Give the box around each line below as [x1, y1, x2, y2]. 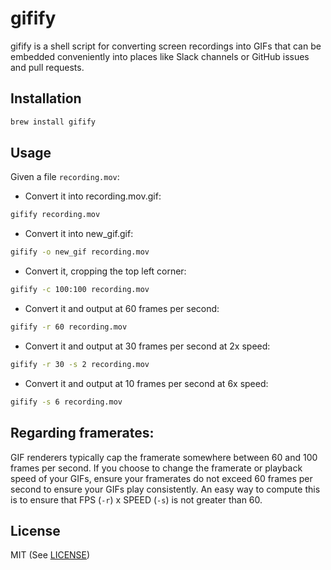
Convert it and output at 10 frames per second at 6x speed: [24, 377, 269, 389]
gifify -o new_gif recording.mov [10, 247, 150, 257]
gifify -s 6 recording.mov [10, 397, 123, 407]
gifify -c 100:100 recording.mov [10, 285, 150, 295]
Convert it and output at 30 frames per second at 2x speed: [24, 340, 271, 352]
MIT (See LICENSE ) [10, 549, 91, 561]
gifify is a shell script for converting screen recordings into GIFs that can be [10, 40, 322, 52]
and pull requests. [10, 61, 85, 73]
